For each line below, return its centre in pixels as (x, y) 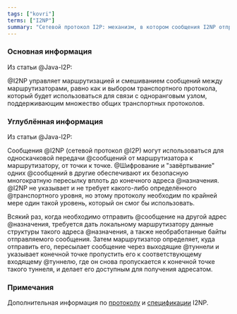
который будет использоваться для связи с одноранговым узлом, (107, 95)
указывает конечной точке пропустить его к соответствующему (105, 254)
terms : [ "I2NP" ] (31, 20)
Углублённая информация (55, 121)
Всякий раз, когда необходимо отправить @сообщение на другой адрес (117, 217)
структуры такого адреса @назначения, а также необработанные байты (117, 231)
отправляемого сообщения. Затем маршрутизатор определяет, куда (111, 239)
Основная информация (50, 52)
